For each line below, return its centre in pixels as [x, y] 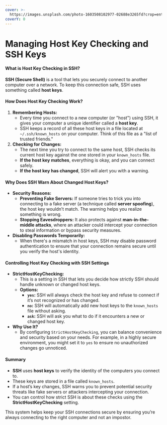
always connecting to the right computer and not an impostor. [68, 417]
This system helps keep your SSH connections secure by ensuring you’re [80, 412]
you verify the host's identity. [49, 252]
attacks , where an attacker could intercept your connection [96, 225]
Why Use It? [25, 327]
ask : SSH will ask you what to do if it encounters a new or [86, 316]
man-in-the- [136, 220]
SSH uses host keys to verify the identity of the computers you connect [86, 370]
